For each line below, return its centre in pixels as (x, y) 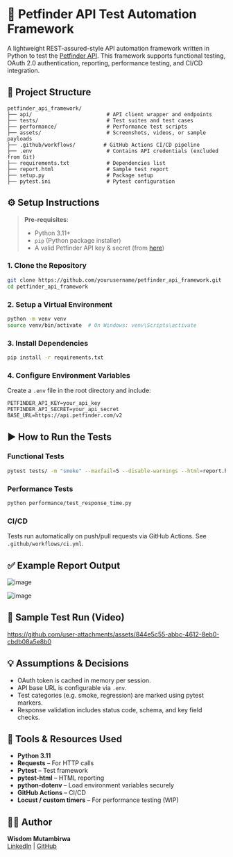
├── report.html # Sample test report (88, 169)
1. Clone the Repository (47, 266)
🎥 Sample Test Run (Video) (66, 617)
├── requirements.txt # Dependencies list (87, 163)
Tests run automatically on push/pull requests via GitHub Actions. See (107, 536)
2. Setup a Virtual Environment (60, 304)
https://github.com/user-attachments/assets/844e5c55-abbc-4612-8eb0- (113, 634)
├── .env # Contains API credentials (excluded (113, 151)
